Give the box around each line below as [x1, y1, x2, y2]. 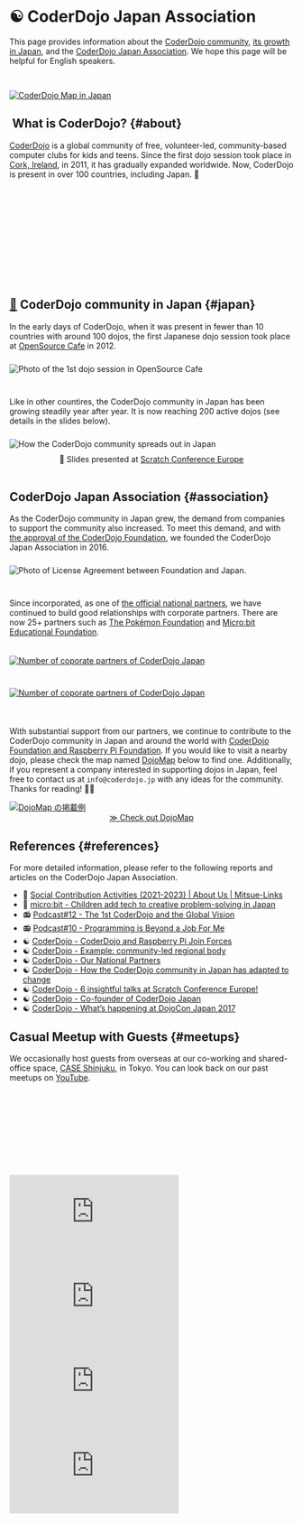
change [22, 974, 51, 985]
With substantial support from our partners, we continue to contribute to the [9, 726, 291, 737]
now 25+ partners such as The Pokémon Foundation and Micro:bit [9, 617, 256, 628]
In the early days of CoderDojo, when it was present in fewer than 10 [9, 320, 264, 331]
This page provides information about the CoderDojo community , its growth [9, 36, 290, 47]
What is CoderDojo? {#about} [12, 116, 182, 132]
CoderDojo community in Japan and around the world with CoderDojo [9, 736, 270, 747]
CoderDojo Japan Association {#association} [9, 489, 270, 505]
